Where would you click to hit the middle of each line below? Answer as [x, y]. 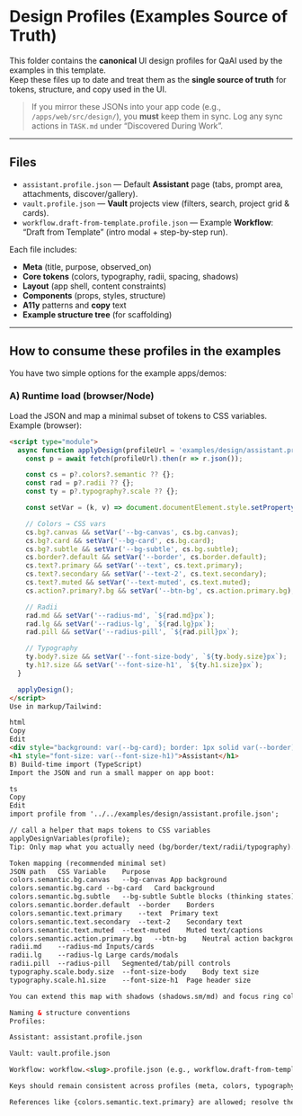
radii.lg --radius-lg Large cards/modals [94, 955]
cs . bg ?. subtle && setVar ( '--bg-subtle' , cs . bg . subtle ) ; [133, 549]
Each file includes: [44, 249]
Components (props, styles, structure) [94, 295]
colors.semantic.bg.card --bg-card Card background [112, 888]
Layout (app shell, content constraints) [94, 286]
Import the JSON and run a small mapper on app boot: [112, 772]
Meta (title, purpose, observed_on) [87, 266]
